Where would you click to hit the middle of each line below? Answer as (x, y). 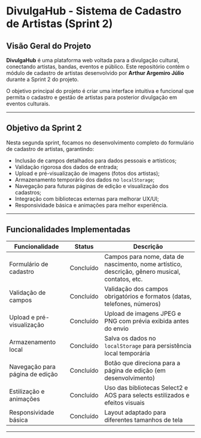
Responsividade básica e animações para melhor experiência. (91, 205)
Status (84, 246)
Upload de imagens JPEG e (143, 313)
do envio (117, 328)
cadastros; (28, 192)
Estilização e (27, 391)
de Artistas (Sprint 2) (60, 24)
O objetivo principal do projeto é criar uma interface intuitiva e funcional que (100, 91)
